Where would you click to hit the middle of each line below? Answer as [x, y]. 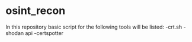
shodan [15, 33]
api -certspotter [44, 33]
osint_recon [36, 11]
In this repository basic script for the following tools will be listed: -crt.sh [94, 27]
